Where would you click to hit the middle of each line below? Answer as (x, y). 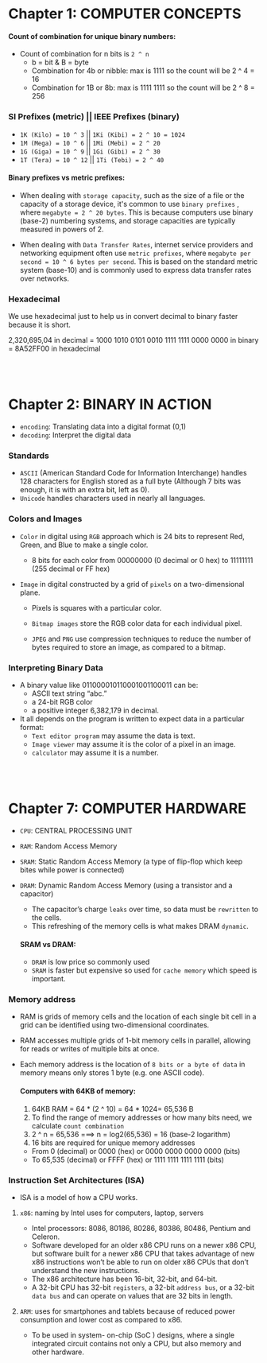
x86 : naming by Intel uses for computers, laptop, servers (112, 1213)
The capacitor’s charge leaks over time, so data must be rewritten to (145, 909)
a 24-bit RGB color (62, 702)
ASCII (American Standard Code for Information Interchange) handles (133, 473)
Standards (29, 456)
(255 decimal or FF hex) (71, 569)
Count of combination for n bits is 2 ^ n (84, 54)
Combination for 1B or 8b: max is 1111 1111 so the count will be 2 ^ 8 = (143, 87)
